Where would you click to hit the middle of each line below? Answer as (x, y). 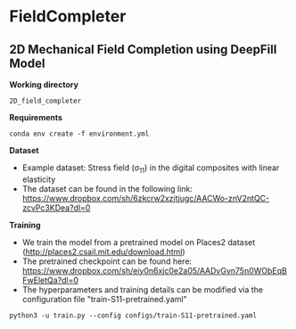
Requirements (36, 117)
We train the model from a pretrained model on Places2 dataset (139, 242)
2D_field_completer (45, 101)
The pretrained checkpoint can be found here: (107, 261)
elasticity (39, 179)
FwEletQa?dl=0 (50, 280)
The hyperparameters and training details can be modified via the (143, 289)
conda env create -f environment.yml (79, 134)
